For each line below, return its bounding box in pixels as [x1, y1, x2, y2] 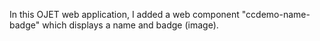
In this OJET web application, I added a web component [9, 9, 240, 20]
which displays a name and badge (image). [42, 19, 219, 31]
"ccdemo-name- [241, 9, 311, 20]
